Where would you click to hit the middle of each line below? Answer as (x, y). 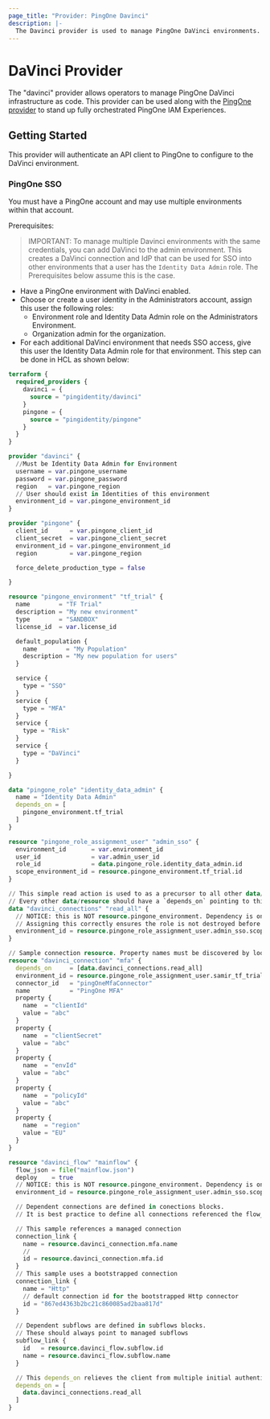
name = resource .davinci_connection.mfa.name (100, 1244)
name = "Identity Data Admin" (66, 797)
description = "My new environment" (77, 612)
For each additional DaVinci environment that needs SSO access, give (135, 342)
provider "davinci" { (45, 457)
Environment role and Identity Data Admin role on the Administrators (145, 317)
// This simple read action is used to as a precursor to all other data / (136, 894)
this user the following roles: (67, 308)
